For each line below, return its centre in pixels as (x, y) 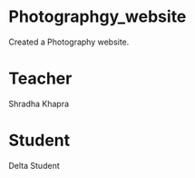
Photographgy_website (97, 17)
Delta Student (34, 165)
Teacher (40, 79)
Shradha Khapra (39, 104)
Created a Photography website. (69, 42)
